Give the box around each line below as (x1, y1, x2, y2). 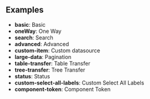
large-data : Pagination (14, 53, 72, 60)
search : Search (14, 33, 53, 41)
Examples (5, 5, 44, 15)
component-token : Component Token (14, 85, 111, 93)
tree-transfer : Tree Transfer (14, 66, 86, 73)
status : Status (14, 72, 50, 80)
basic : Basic (14, 21, 46, 28)
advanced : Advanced (14, 40, 69, 47)
